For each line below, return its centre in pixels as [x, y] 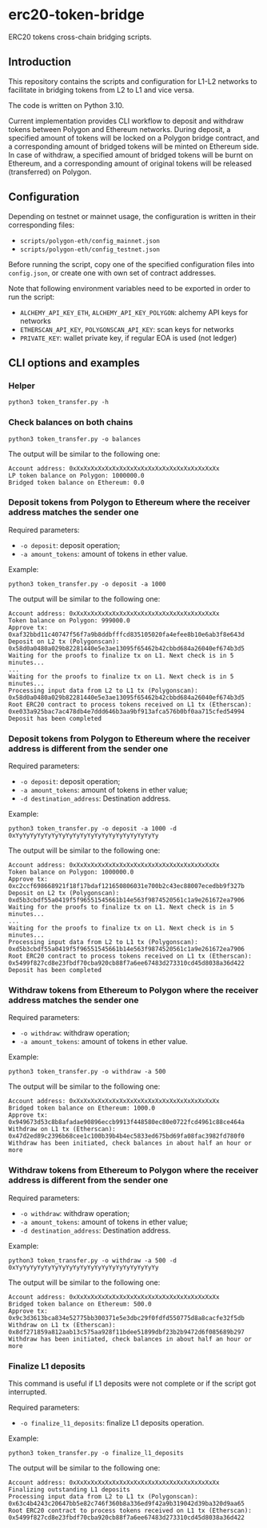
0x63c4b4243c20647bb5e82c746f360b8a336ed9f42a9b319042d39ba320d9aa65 [127, 1504]
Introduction [40, 62]
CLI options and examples [74, 363]
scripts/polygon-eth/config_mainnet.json [90, 241]
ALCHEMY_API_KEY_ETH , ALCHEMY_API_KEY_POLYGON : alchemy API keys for [134, 312]
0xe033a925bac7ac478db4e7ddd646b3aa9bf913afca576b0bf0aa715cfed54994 [127, 711]
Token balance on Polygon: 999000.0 [69, 620]
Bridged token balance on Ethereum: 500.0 [80, 1304]
